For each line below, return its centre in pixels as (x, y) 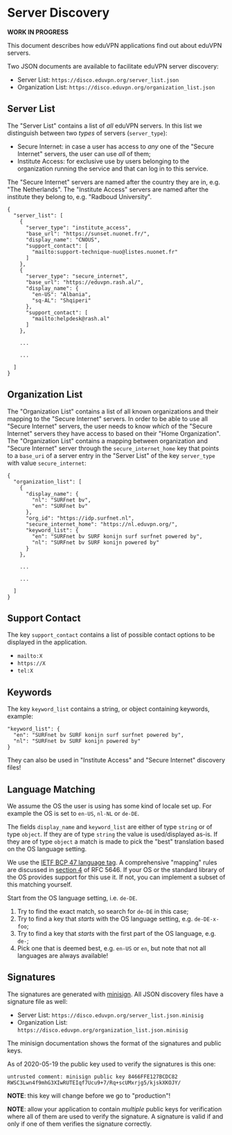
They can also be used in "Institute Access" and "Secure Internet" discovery (116, 760)
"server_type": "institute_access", (78, 228)
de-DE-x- (207, 919)
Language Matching (51, 789)
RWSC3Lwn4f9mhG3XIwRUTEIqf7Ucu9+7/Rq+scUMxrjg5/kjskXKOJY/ (94, 1083)
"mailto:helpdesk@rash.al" (71, 318)
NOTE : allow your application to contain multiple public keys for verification (115, 1109)
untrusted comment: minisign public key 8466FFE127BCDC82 (92, 1077)
